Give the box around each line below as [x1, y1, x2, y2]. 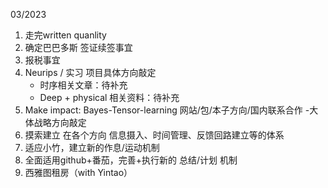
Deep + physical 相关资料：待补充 [39, 92, 180, 103]
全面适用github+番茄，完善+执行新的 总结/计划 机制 [24, 154, 238, 166]
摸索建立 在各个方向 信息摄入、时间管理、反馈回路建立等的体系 [24, 129, 285, 141]
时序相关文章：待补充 [39, 79, 128, 91]
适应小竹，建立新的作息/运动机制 [24, 142, 160, 153]
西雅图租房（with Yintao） [24, 167, 133, 178]
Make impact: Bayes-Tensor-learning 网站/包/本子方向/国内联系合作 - [24, 104, 310, 116]
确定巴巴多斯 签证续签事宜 [24, 42, 133, 53]
